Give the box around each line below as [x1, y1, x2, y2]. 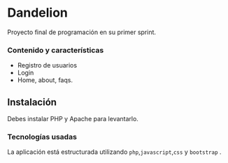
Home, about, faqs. [17, 76, 73, 84]
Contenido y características [7, 45, 104, 55]
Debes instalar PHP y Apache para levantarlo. [7, 115, 138, 123]
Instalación [7, 96, 57, 108]
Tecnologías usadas [7, 132, 77, 141]
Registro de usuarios [17, 61, 78, 70]
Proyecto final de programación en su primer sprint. [7, 28, 156, 36]
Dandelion [7, 5, 69, 21]
